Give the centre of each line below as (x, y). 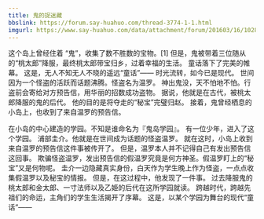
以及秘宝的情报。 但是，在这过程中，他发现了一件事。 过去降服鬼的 (144, 178)
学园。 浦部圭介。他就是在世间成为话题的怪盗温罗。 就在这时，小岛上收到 (134, 139)
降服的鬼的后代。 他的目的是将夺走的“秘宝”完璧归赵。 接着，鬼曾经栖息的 (134, 102)
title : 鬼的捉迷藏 (35, 15)
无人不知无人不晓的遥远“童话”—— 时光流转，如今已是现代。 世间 (149, 73)
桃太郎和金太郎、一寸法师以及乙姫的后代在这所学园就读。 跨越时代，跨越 (126, 188)
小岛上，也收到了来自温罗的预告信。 (67, 112)
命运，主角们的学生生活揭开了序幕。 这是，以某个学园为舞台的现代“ (138, 198)
